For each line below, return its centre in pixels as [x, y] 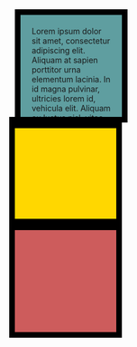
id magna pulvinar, [66, 89]
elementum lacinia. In [71, 79]
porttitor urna [56, 70]
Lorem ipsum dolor [67, 31]
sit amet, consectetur [71, 41]
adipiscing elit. [59, 50]
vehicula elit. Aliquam [71, 108]
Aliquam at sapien [65, 60]
